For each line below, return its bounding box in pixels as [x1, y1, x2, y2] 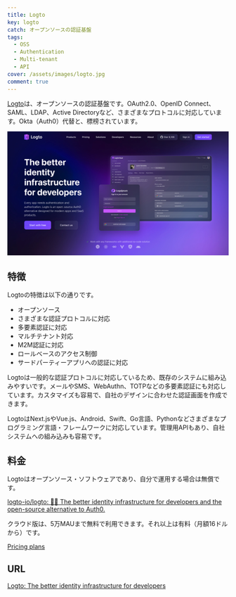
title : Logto [7, 11, 46, 18]
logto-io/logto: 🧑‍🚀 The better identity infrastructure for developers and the [7, 498, 223, 506]
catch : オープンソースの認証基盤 [7, 26, 92, 33]
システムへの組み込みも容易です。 [7, 432, 105, 441]
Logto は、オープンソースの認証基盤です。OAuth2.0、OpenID [7, 99, 183, 108]
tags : [7, 34, 23, 41]
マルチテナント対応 [17, 332, 74, 340]
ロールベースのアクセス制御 [17, 349, 98, 358]
